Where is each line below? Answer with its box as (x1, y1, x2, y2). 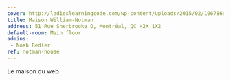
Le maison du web (7, 67, 60, 76)
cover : (7, 10, 26, 17)
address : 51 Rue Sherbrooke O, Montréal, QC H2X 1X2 (7, 23, 162, 30)
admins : (7, 36, 30, 43)
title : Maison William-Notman (7, 16, 94, 23)
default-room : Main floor (7, 29, 81, 36)
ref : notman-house (7, 49, 60, 56)
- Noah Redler (10, 42, 51, 49)
